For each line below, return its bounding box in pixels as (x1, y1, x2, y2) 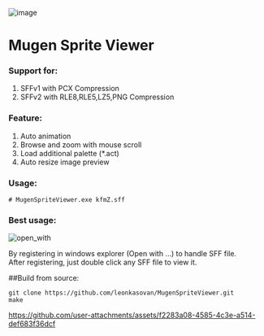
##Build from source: (8, 273, 80, 283)
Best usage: (8, 215, 57, 225)
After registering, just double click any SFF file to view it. (8, 257, 197, 268)
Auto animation (19, 131, 71, 141)
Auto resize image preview (19, 157, 110, 167)
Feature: (8, 112, 43, 124)
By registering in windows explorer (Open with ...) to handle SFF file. (8, 249, 237, 259)
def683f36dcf (8, 319, 56, 329)
